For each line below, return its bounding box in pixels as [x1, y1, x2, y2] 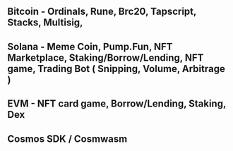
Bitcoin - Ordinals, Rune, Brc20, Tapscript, [7, 6, 196, 18]
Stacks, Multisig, [7, 17, 83, 29]
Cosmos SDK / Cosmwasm [7, 133, 128, 145]
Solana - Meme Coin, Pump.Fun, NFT [7, 40, 173, 52]
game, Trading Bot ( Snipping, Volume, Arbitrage [7, 63, 226, 75]
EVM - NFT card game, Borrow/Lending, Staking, [7, 98, 227, 110]
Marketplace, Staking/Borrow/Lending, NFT [7, 52, 204, 64]
